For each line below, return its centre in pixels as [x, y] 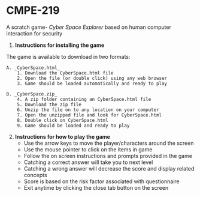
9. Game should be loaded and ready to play [73, 126]
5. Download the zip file [49, 105]
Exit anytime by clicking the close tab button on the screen [96, 187]
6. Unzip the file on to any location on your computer [88, 110]
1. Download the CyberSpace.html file [65, 73]
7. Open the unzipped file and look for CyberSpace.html [90, 115]
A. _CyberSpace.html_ [33, 68]
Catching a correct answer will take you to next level [88, 162]
